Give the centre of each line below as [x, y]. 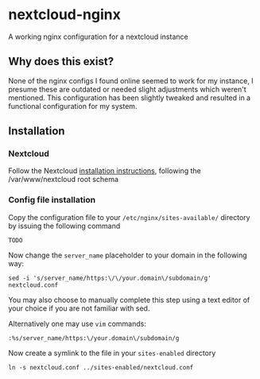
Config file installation [52, 200]
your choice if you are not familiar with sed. [79, 308]
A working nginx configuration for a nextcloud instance [98, 37]
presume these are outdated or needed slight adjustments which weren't [127, 89]
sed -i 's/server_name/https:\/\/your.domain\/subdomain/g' [110, 278]
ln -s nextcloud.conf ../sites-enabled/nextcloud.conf [101, 367]
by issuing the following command [64, 226]
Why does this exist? [61, 62]
